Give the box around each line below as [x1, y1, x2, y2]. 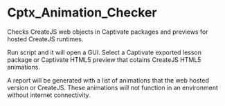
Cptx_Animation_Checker [7, 5, 157, 21]
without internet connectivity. [7, 91, 91, 99]
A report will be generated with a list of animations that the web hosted [7, 76, 210, 84]
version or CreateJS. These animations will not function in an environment [7, 83, 218, 92]
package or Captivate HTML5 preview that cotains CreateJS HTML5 [7, 55, 201, 63]
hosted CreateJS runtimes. [7, 34, 84, 43]
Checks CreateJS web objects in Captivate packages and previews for [7, 28, 208, 36]
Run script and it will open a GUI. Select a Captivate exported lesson [7, 48, 202, 56]
